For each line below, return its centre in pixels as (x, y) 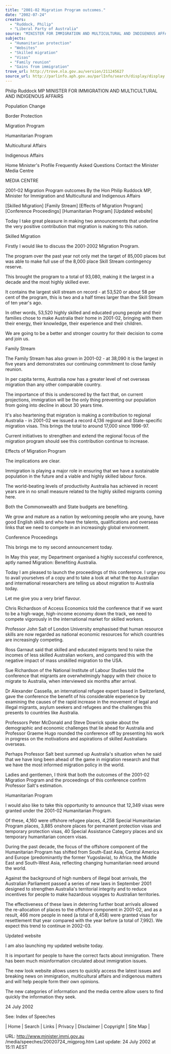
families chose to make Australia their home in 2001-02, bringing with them (84, 318)
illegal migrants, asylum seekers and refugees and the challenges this (78, 707)
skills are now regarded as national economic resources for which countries (85, 634)
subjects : (16, 39)
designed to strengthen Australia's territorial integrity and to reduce (76, 889)
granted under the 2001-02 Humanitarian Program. (59, 811)
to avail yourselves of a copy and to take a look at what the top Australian (82, 577)
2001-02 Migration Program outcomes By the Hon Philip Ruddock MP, (78, 190)
